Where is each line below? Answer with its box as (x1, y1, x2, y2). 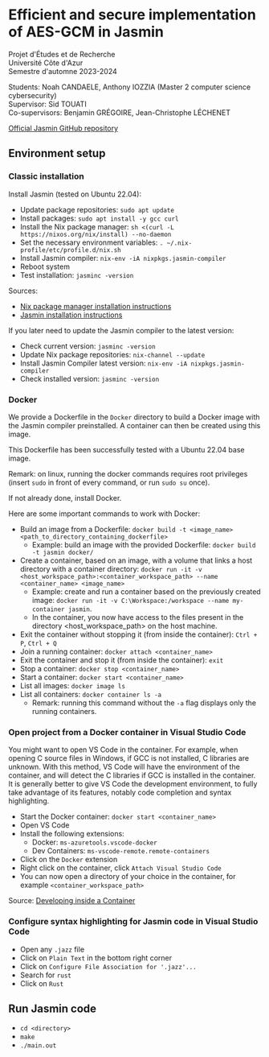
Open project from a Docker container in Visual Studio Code (8, 726, 247, 737)
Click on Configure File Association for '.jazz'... (19, 961, 197, 971)
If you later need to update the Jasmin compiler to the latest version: (8, 325, 234, 335)
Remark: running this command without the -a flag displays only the (31, 698, 257, 708)
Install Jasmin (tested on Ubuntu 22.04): (8, 189, 142, 199)
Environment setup (8, 147, 106, 160)
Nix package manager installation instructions (19, 301, 172, 311)
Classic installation (8, 171, 84, 182)
